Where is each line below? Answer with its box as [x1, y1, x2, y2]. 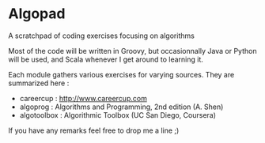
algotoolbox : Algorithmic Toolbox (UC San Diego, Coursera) [19, 110, 216, 119]
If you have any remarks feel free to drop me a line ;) [8, 126, 180, 135]
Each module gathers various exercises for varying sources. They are [8, 70, 235, 79]
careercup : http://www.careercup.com [19, 93, 148, 103]
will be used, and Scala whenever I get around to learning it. [8, 55, 204, 64]
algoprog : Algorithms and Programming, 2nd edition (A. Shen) [19, 102, 224, 111]
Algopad [8, 5, 66, 23]
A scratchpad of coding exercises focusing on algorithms [8, 31, 195, 40]
